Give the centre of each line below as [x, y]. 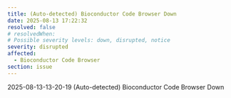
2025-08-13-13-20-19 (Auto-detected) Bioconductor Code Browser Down [116, 87]
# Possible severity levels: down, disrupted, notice [89, 40]
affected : [22, 54]
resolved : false [31, 27]
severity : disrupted [38, 47]
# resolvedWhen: [31, 34]
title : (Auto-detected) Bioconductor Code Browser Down [92, 14]
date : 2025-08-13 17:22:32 [47, 21]
